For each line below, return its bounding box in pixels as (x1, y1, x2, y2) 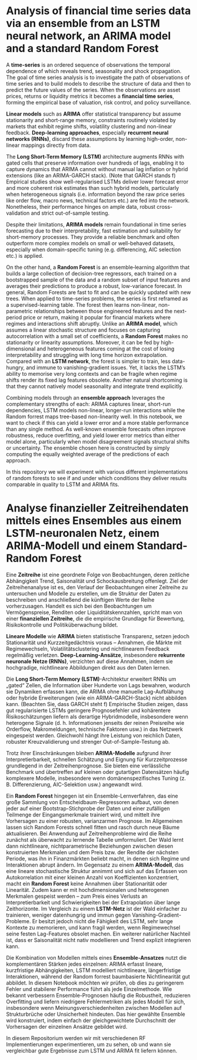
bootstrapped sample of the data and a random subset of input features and (6, 276, 191, 283)
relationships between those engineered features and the (34, 307, 173, 314)
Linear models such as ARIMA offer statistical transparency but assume (6, 110, 181, 117)
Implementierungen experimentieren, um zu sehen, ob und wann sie (6, 1041, 172, 1048)
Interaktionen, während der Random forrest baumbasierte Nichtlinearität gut (6, 973, 190, 980)
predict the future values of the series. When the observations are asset (6, 86, 181, 93)
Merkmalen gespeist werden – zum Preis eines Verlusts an (6, 892, 148, 900)
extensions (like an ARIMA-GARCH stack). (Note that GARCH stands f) (6, 172, 176, 179)
